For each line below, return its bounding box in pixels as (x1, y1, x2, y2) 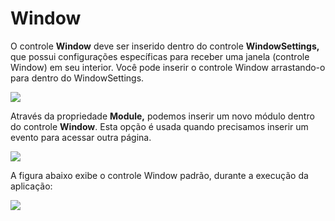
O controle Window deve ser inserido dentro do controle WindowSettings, (10, 40, 320, 52)
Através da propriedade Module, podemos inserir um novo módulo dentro (10, 110, 315, 122)
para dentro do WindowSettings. (10, 72, 145, 84)
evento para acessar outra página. (10, 131, 152, 143)
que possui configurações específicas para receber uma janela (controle (10, 50, 310, 62)
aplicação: (10, 180, 53, 192)
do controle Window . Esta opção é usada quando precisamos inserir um (10, 120, 309, 132)
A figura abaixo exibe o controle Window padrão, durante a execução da (10, 169, 309, 181)
